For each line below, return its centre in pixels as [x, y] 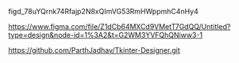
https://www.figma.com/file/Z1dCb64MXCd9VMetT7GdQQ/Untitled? [119, 26]
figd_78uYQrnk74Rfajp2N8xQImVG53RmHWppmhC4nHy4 [103, 11]
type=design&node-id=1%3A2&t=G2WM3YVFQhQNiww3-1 [106, 35]
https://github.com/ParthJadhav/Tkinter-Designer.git [94, 50]
